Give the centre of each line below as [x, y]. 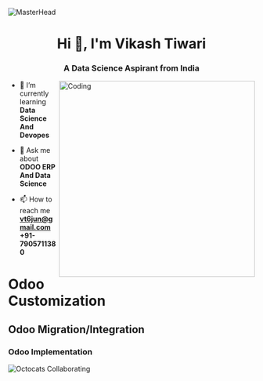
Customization [57, 301]
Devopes [34, 135]
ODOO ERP [38, 167]
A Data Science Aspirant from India [131, 68]
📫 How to [36, 199]
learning [33, 102]
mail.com [35, 227]
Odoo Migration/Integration [76, 330]
